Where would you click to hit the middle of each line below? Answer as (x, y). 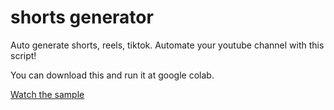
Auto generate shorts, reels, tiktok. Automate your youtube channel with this (167, 45)
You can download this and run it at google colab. (112, 75)
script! (23, 55)
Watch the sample (47, 94)
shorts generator (82, 17)
